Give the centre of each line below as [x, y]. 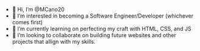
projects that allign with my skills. [54, 42]
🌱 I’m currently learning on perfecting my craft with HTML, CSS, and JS [102, 29]
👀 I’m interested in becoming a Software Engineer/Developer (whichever [103, 16]
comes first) [27, 22]
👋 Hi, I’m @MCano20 [38, 9]
